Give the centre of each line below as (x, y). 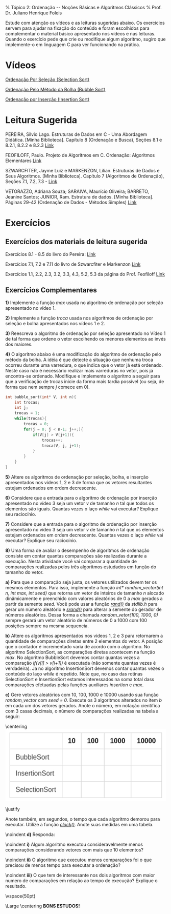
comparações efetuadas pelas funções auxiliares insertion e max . (75, 685)
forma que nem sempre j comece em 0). (48, 387)
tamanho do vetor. (25, 572)
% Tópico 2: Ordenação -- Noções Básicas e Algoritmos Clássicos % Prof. (83, 7)
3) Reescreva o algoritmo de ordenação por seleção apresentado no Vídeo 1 (86, 333)
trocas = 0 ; (36, 424)
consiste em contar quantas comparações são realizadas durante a (76, 555)
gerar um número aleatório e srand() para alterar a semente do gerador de (83, 609)
